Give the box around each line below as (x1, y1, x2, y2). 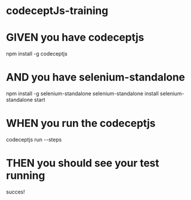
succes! (6, 188, 25, 195)
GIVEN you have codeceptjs (6, 31, 144, 44)
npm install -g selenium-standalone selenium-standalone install (6, 90, 159, 97)
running (6, 169, 46, 182)
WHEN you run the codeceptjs (6, 117, 156, 130)
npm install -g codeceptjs (6, 50, 68, 57)
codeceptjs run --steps (6, 136, 62, 143)
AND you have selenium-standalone (6, 71, 185, 84)
